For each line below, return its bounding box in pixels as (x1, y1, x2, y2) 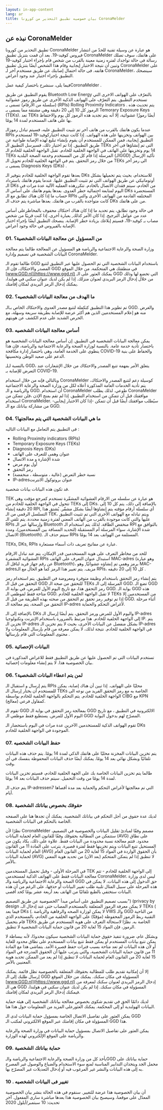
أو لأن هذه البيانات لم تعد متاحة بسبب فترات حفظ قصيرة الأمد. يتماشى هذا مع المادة (5, 944, 156, 949)
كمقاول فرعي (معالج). (5, 698, 46, 704)
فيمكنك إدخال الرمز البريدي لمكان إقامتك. (5, 989, 81, 995)
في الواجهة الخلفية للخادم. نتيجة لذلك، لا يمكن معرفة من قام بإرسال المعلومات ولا (5, 626, 152, 632)
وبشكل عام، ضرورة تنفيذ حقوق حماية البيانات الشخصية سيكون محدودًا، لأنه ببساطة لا (5, 933, 158, 939)
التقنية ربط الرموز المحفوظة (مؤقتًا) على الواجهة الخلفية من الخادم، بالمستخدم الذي (5, 913, 156, 919)
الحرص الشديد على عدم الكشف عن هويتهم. (5, 315, 84, 320)
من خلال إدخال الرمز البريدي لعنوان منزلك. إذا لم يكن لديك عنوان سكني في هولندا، (5, 276, 154, 282)
